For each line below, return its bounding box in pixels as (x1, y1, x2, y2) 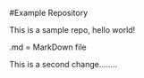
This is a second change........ (9, 59, 118, 69)
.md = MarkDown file (9, 42, 87, 52)
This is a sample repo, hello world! (9, 25, 136, 35)
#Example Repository (9, 8, 89, 18)
